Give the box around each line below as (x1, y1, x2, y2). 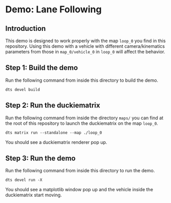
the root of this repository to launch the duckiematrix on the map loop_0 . (5, 120, 158, 126)
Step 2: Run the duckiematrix (5, 101, 100, 110)
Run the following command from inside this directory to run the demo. (5, 168, 155, 174)
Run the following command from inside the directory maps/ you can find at (5, 115, 163, 121)
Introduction (5, 24, 46, 33)
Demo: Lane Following (5, 4, 102, 15)
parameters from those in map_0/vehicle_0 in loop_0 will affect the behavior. (5, 49, 165, 54)
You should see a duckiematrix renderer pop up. (5, 139, 107, 145)
